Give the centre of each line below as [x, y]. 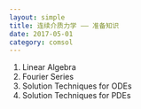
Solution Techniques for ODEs [77, 86]
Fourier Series [47, 77]
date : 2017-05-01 [41, 34]
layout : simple [37, 17]
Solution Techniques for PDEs [76, 96]
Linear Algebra [49, 67]
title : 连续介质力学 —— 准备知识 [64, 26]
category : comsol [41, 42]
